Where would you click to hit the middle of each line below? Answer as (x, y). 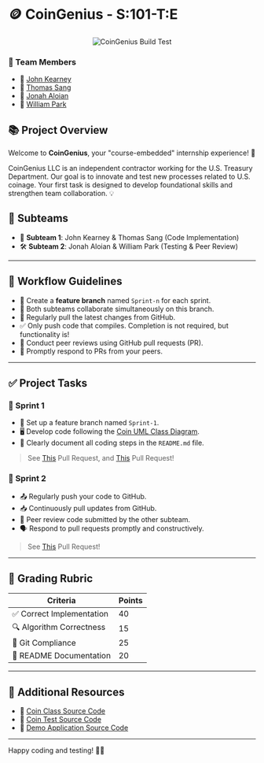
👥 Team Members (42, 61)
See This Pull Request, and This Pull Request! (101, 458)
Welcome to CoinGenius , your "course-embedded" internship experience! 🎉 (132, 153)
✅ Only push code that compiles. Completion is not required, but (124, 325)
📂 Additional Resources (66, 692)
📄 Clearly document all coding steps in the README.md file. (112, 443)
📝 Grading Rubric (51, 579)
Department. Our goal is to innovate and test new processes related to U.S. (129, 176)
